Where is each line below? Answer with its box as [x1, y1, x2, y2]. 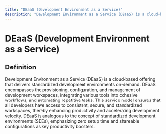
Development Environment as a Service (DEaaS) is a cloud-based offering [5, 76, 156, 82]
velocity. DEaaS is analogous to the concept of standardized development [5, 113, 156, 119]
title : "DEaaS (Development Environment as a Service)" [5, 7, 123, 12]
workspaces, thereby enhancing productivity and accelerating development [5, 107, 160, 113]
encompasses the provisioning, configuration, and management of [5, 87, 141, 93]
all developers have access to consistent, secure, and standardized [5, 102, 142, 108]
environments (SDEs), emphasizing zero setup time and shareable [5, 118, 140, 124]
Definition [5, 63, 36, 71]
